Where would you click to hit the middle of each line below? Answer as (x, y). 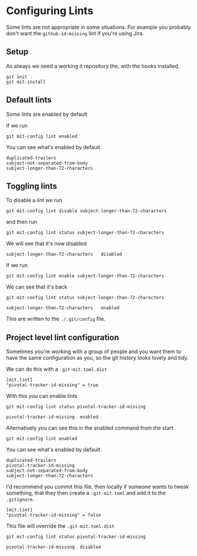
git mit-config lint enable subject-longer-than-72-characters (85, 276)
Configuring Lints (50, 11)
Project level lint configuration (63, 337)
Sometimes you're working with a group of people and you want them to (94, 351)
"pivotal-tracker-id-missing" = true (52, 385)
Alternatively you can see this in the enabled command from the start (90, 428)
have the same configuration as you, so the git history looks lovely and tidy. (98, 358)
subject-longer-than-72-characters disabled (64, 254)
